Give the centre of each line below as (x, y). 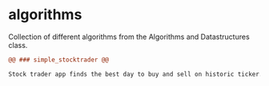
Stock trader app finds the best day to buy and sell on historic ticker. (136, 74)
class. (18, 45)
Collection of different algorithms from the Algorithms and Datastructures (129, 37)
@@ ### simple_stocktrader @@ (59, 60)
